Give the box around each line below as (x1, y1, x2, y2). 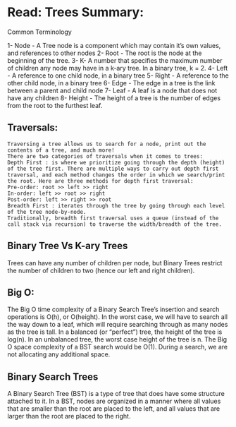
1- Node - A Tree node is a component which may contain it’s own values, (7, 41, 221, 49)
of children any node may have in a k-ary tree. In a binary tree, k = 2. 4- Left (7, 64, 228, 72)
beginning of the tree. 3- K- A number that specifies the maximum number (7, 56, 223, 64)
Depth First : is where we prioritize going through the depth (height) (7, 159, 225, 166)
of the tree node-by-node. (7, 208, 87, 215)
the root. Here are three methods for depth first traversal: (7, 177, 194, 184)
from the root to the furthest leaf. (7, 101, 103, 109)
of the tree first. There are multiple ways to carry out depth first (7, 165, 219, 172)
